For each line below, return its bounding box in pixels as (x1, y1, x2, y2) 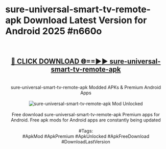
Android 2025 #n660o (5, 26, 102, 37)
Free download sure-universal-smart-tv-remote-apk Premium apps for (12, 111, 160, 117)
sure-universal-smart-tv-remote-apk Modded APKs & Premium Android (11, 84, 161, 90)
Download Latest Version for (23, 14, 147, 26)
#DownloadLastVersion (61, 138, 111, 144)
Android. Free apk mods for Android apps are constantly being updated (11, 117, 161, 123)
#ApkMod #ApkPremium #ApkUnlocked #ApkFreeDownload (22, 133, 150, 139)
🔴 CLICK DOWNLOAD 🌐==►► (11, 57, 108, 66)
